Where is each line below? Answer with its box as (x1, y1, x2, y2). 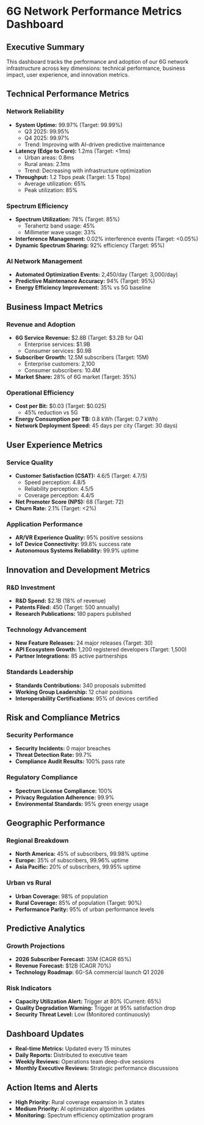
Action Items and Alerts (6, 1082, 98, 1092)
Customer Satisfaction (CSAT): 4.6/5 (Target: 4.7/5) (15, 472, 148, 479)
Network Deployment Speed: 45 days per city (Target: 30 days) (15, 422, 178, 429)
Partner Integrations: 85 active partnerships (15, 652, 128, 660)
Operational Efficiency (6, 388, 75, 397)
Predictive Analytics (6, 923, 86, 934)
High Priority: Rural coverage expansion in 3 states (15, 1099, 145, 1106)
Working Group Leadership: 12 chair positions (15, 688, 133, 696)
